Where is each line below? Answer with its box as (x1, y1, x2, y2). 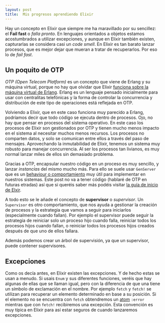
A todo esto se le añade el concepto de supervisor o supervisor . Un (5, 197, 144, 203)
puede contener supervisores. (5, 243, 66, 249)
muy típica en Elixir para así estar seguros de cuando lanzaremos (5, 307, 138, 313)
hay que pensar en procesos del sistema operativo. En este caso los (5, 120, 144, 126)
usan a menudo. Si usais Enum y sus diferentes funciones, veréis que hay (5, 276, 152, 282)
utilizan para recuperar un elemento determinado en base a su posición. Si (5, 291, 157, 297)
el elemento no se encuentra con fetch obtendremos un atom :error (5, 296, 144, 302)
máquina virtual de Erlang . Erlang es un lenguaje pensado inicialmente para (5, 89, 158, 95)
